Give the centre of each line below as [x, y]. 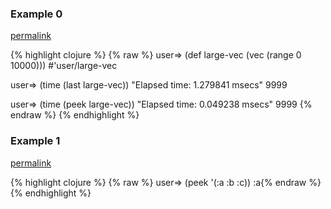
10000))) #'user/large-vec [64, 66]
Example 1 [35, 141]
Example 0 [36, 14]
